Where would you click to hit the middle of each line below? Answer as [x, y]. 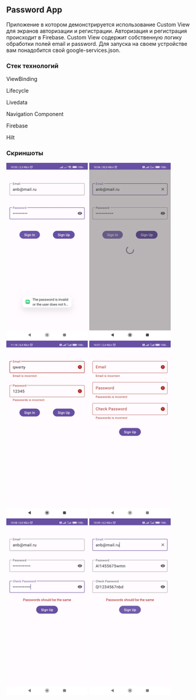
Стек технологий [33, 66]
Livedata [17, 103]
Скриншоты [25, 153]
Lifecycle [17, 91]
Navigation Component [35, 114]
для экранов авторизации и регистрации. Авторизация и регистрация [97, 31]
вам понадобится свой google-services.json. [63, 50]
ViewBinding [22, 79]
